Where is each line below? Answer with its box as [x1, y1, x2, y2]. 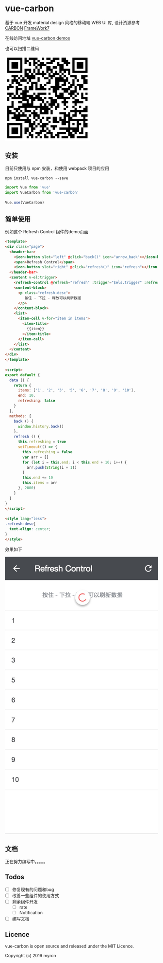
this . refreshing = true [17, 439, 66, 444]
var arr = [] [22, 455, 49, 460]
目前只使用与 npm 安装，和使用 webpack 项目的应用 [5, 165, 110, 171]
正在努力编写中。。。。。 [5, 859, 48, 865]
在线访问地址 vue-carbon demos [5, 35, 70, 41]
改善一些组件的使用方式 [12, 892, 59, 898]
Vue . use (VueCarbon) [5, 200, 45, 205]
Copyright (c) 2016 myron [5, 953, 57, 959]
